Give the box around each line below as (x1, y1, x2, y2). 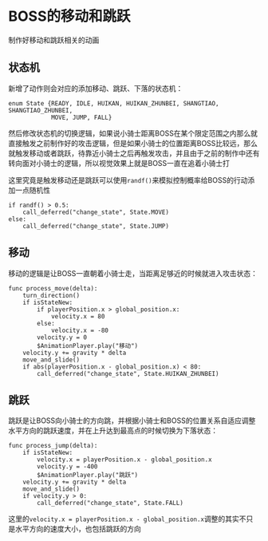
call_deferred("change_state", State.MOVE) (22, 208, 170, 216)
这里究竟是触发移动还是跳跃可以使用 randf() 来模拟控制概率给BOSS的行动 (8, 175, 248, 184)
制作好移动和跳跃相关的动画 (8, 35, 100, 45)
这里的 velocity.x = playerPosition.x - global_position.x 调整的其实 (8, 514, 239, 523)
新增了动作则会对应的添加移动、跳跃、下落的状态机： (8, 83, 183, 93)
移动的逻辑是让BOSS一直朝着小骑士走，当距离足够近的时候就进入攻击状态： (8, 268, 258, 278)
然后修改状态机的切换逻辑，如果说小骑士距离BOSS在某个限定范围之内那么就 (8, 128, 258, 138)
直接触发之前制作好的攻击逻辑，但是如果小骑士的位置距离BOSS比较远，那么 (8, 138, 258, 148)
